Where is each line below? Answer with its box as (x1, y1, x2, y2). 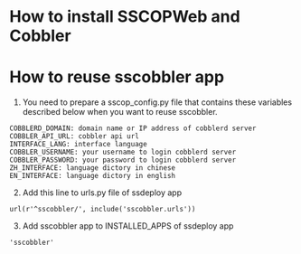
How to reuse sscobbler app (9, 67, 224, 88)
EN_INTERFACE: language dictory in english (9, 172, 176, 181)
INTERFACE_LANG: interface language (9, 140, 147, 149)
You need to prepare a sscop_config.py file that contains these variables (22, 97, 292, 108)
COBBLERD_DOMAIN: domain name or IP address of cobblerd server (9, 124, 257, 133)
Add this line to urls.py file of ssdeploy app (22, 187, 183, 198)
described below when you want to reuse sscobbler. (22, 107, 219, 118)
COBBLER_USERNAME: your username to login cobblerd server (9, 147, 237, 157)
